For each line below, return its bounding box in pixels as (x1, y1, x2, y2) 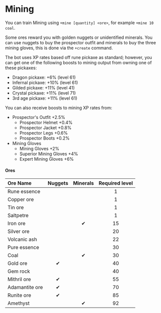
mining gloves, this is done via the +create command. (5, 45, 113, 51)
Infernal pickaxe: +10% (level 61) (12, 80, 79, 85)
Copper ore (7, 196, 34, 203)
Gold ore (7, 260, 28, 267)
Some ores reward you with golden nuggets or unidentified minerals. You (5, 34, 153, 40)
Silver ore (7, 228, 30, 235)
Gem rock (7, 268, 30, 275)
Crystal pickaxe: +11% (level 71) (12, 90, 76, 96)
